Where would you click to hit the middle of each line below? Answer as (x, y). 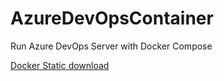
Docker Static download (60, 65)
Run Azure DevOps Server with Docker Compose (111, 46)
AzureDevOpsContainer (112, 18)
